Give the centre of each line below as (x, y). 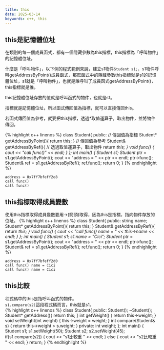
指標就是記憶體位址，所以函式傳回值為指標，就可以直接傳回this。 (71, 108)
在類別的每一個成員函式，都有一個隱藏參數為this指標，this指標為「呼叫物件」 (82, 52)
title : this (17, 10)
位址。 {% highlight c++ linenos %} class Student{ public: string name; (76, 221)
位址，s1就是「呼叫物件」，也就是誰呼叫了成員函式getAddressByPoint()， (82, 81)
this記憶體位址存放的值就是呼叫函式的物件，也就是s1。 (60, 98)
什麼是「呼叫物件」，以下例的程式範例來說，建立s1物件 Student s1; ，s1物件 (80, 69)
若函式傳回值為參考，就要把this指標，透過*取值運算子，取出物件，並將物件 (80, 118)
